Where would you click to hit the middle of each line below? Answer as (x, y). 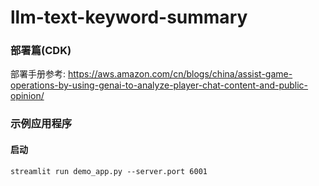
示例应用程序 (41, 124)
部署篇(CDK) (41, 51)
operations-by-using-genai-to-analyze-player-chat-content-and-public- (159, 85)
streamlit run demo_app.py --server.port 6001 (109, 171)
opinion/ (27, 96)
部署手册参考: (38, 74)
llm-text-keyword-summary (129, 17)
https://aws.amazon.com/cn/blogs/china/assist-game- (180, 74)
